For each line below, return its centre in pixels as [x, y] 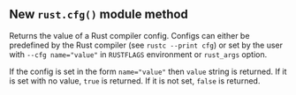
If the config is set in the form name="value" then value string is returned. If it [148, 71]
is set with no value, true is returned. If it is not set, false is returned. [135, 80]
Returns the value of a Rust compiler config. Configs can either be [129, 35]
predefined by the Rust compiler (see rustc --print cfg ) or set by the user [146, 45]
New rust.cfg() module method [99, 15]
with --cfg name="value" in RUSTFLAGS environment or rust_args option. [138, 54]
